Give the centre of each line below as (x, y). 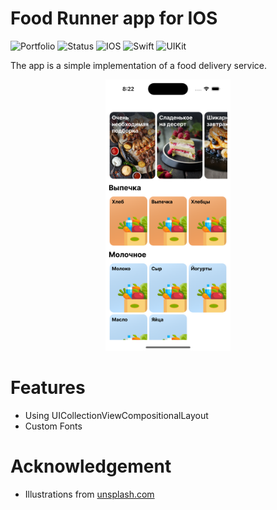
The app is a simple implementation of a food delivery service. (138, 65)
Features (48, 388)
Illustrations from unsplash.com (89, 494)
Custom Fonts (53, 426)
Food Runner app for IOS (114, 18)
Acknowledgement (91, 466)
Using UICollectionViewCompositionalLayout (116, 415)
